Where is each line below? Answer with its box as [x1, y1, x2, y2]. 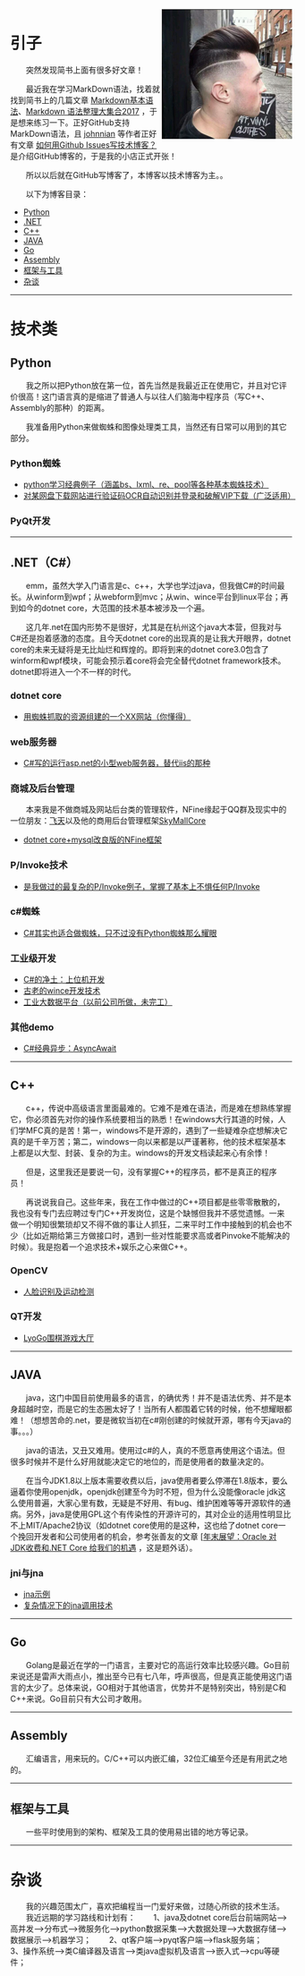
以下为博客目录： [26, 188, 89, 200]
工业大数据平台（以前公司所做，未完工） [22, 997, 173, 1008]
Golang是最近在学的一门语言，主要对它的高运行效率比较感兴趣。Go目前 [26, 1659, 290, 1670]
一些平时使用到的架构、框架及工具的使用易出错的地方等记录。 [26, 1827, 253, 1837]
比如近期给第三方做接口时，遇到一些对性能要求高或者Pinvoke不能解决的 [25, 1231, 290, 1241]
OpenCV [10, 1265, 48, 1277]
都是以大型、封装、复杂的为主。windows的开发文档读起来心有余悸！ [17, 1147, 271, 1158]
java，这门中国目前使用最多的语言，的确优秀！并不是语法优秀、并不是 [26, 1392, 284, 1403]
